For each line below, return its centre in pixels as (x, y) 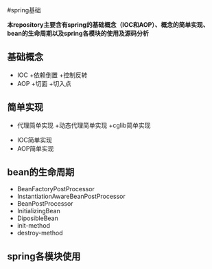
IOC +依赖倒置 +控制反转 (52, 75)
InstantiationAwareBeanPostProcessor (71, 196)
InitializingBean (38, 211)
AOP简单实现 (35, 148)
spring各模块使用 (44, 256)
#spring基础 (24, 10)
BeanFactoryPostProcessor (56, 189)
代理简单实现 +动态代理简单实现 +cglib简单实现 (84, 125)
